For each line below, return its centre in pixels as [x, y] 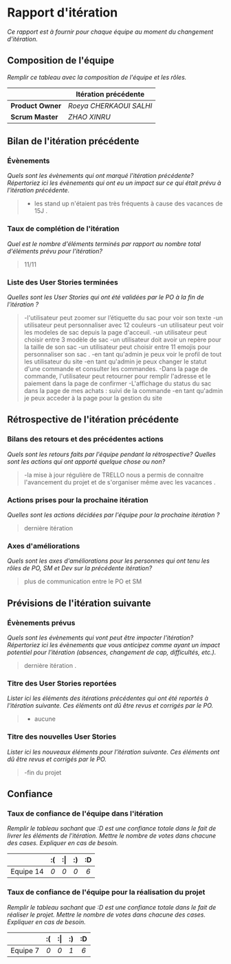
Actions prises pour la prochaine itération [78, 500]
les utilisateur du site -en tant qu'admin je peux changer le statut [115, 361]
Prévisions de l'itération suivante [79, 603]
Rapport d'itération [63, 13]
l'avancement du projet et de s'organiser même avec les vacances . [120, 482]
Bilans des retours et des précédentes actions [85, 439]
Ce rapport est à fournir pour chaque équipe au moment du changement [110, 32]
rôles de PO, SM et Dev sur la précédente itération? [80, 568]
